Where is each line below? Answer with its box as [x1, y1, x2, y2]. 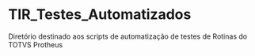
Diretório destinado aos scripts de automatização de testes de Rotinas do [8, 32, 248, 41]
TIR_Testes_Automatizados [8, 6, 192, 24]
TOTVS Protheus [8, 39, 63, 49]
